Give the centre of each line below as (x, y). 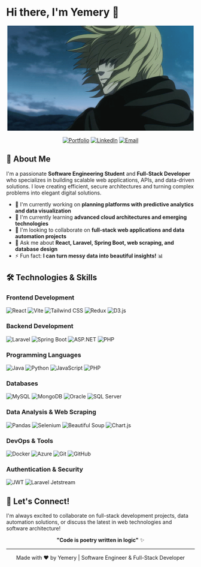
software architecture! (33, 529)
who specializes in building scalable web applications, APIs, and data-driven (100, 180)
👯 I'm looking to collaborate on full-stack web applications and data (100, 230)
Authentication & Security (45, 469)
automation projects (41, 236)
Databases (22, 383)
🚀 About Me (28, 159)
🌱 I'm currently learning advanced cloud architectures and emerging (101, 217)
